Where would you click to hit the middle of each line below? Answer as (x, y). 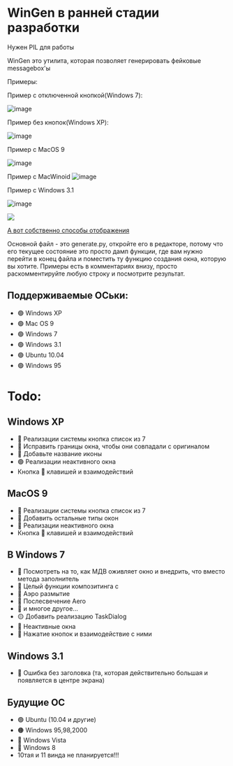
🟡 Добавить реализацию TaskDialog (72, 616)
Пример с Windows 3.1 (41, 190)
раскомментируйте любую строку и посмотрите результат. (96, 274)
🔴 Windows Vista (42, 740)
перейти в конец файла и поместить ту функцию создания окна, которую (117, 258)
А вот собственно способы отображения (68, 230)
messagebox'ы (29, 68)
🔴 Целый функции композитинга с (68, 586)
